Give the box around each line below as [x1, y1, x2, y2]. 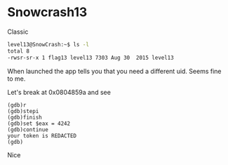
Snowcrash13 [7, 4, 88, 20]
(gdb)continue [7, 126, 49, 133]
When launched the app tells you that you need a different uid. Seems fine [7, 67, 222, 75]
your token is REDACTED [7, 132, 77, 139]
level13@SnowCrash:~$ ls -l [7, 41, 90, 48]
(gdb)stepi [7, 107, 39, 114]
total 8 [7, 47, 30, 55]
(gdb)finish [7, 114, 42, 121]
